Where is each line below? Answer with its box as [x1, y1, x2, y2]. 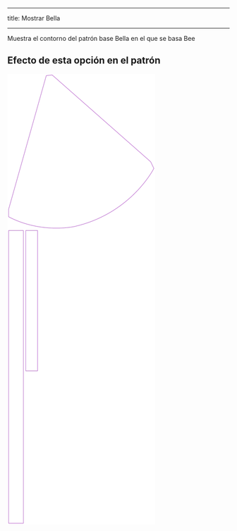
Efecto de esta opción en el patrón [7, 54, 161, 67]
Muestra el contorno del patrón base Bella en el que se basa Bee [7, 35, 195, 42]
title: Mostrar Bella [7, 14, 61, 22]
